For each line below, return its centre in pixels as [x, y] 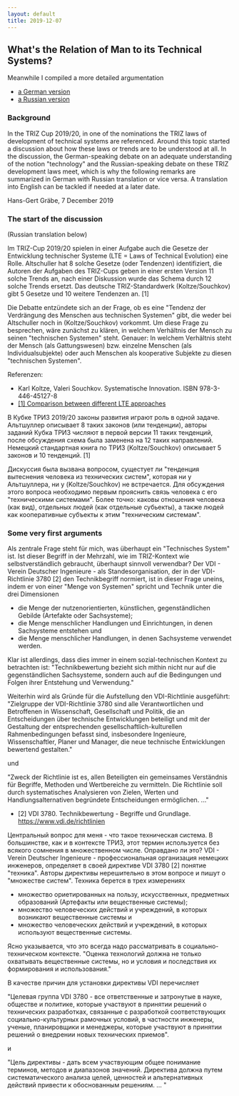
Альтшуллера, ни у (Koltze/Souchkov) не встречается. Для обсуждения [116, 484]
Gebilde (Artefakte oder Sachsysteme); [75, 615]
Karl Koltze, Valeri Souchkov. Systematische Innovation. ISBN [108, 388]
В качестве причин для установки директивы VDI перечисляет [103, 983]
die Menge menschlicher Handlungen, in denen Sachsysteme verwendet [124, 638]
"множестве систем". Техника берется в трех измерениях [96, 881]
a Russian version [44, 99]
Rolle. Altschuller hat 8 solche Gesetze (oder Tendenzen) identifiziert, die [115, 263]
